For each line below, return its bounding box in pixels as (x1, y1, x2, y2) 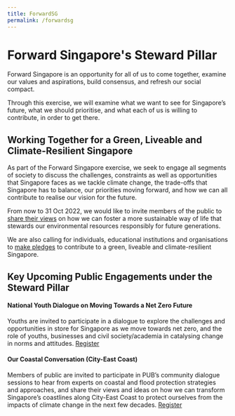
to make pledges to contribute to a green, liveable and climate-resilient (7, 243, 212, 251)
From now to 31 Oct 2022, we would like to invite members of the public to (7, 207, 222, 215)
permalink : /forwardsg (7, 17, 74, 24)
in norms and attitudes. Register (7, 339, 100, 347)
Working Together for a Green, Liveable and (7, 134, 202, 146)
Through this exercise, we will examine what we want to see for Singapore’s (7, 99, 227, 107)
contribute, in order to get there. (7, 114, 100, 122)
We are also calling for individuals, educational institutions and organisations (7, 236, 228, 244)
